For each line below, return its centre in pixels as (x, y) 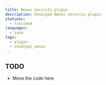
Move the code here (33, 78)
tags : (11, 38)
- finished (21, 23)
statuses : (15, 19)
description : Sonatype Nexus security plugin (53, 14)
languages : (16, 28)
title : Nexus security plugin (37, 10)
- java (16, 33)
